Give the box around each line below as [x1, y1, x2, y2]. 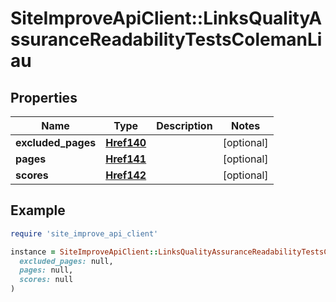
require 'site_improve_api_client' [10, 228, 159, 239]
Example [10, 202, 66, 219]
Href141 [105, 152, 147, 166]
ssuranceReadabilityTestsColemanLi [10, 28, 323, 51]
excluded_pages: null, [19, 256, 114, 266]
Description [156, 119, 213, 132]
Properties [10, 89, 78, 106]
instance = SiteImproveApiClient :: [10, 247, 159, 257]
